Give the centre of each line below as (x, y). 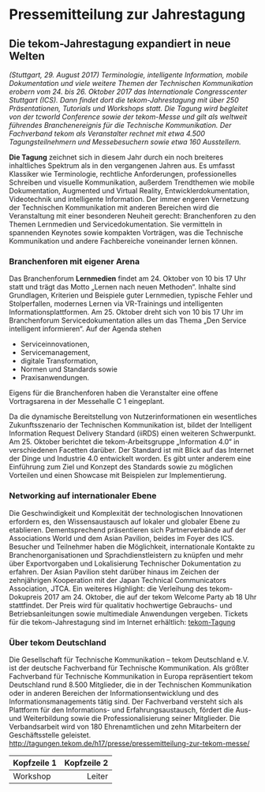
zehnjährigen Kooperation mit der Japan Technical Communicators (118, 580)
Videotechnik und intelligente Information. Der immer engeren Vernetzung (129, 199)
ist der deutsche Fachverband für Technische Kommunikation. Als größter (129, 667)
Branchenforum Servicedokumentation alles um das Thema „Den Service (128, 320)
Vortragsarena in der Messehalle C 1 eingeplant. (87, 402)
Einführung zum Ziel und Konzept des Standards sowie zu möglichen (121, 467)
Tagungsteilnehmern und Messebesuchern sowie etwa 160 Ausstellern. (125, 142)
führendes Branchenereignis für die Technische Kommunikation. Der (120, 125)
